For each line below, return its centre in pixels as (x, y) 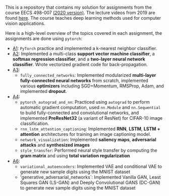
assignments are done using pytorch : (44, 38)
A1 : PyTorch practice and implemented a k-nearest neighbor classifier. (85, 48)
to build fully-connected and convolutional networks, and (79, 113)
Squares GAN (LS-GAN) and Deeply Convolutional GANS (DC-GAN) (90, 182)
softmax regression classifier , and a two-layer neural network (79, 59)
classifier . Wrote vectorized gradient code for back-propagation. (80, 64)
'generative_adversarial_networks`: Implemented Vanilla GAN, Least (90, 177)
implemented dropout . (43, 91)
